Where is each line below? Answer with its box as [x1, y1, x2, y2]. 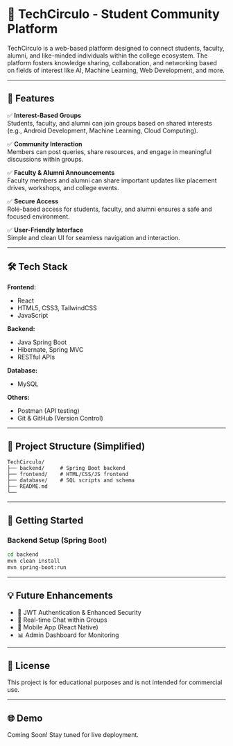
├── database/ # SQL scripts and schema [7, 477, 135, 484]
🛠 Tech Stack [7, 261, 68, 273]
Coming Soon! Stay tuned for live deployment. [7, 731, 139, 739]
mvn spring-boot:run [7, 563, 67, 571]
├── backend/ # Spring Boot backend [7, 465, 126, 472]
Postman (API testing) [17, 406, 80, 415]
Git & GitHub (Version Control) [17, 414, 103, 422]
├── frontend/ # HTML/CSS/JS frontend [7, 471, 129, 478]
